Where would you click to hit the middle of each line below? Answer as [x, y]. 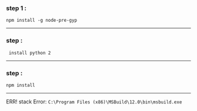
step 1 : [16, 8]
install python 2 [30, 53]
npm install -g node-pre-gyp [42, 21]
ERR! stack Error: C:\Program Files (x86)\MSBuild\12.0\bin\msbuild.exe [94, 102]
